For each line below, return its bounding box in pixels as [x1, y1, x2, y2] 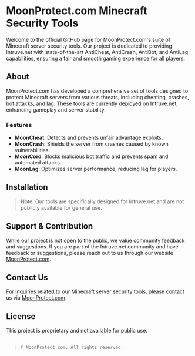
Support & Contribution [6, 221, 93, 231]
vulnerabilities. [14, 147, 51, 154]
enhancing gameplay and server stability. [6, 106, 106, 113]
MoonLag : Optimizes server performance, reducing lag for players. [14, 166, 177, 173]
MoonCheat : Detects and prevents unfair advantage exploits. [14, 134, 163, 142]
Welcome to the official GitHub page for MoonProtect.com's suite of [6, 36, 171, 43]
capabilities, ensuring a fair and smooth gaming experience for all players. [6, 55, 186, 62]
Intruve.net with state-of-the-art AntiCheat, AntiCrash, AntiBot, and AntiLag [6, 48, 189, 55]
